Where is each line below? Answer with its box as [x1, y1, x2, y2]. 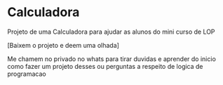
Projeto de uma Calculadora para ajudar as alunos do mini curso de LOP [7, 27, 215, 36]
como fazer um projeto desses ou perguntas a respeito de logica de [7, 62, 203, 70]
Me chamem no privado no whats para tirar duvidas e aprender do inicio [7, 54, 216, 63]
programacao [7, 70, 47, 78]
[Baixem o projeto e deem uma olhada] [7, 41, 119, 49]
